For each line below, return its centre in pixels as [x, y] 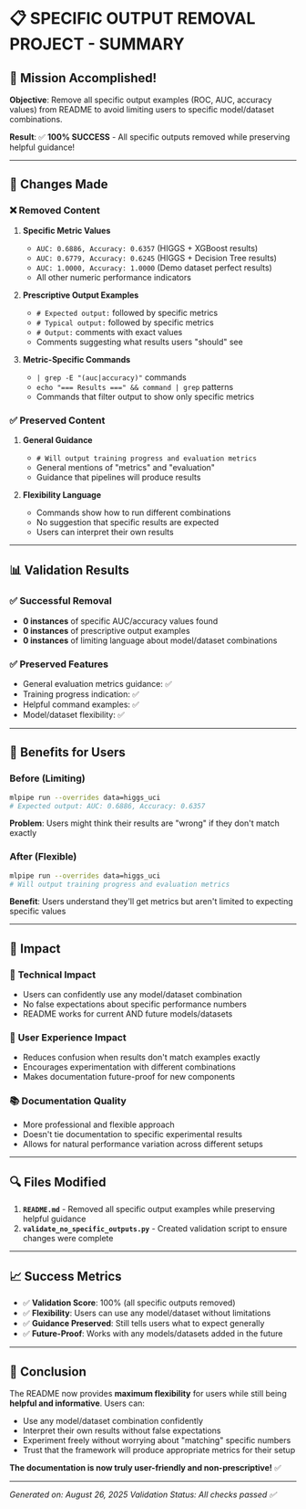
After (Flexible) [43, 857]
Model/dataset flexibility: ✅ [73, 714]
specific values [38, 912]
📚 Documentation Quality [68, 1101]
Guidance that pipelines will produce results [118, 477]
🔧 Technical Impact [53, 975]
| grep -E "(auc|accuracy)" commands [111, 377]
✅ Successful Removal [61, 601]
